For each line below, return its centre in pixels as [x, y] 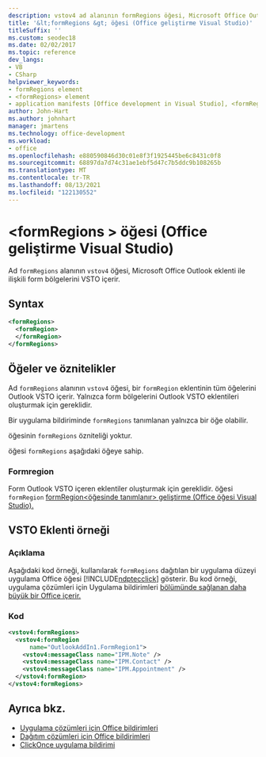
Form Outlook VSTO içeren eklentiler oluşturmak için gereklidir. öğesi [121, 488]
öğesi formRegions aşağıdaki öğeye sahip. [76, 451]
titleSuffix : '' [35, 30]
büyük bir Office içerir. [45, 595]
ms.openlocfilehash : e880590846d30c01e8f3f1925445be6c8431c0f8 [115, 155]
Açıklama [27, 553]
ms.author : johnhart [42, 119]
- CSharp [23, 75]
